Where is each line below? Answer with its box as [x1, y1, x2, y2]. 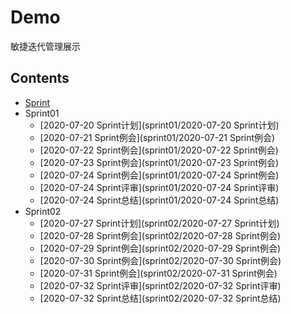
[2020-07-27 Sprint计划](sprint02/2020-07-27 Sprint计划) [39, 217, 280, 229]
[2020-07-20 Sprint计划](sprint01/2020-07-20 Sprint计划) [39, 119, 280, 131]
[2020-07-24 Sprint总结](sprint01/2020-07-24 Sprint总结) [39, 194, 280, 206]
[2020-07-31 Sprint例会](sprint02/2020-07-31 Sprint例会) [39, 267, 278, 279]
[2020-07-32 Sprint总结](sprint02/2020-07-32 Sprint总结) [39, 292, 282, 304]
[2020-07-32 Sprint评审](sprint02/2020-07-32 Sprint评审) [39, 279, 282, 291]
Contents [10, 70, 70, 87]
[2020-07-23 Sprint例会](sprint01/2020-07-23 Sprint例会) [39, 156, 280, 168]
